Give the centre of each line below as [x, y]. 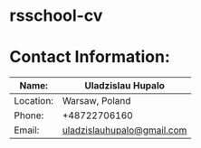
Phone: [29, 116]
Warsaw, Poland [96, 101]
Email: [27, 130]
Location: [34, 101]
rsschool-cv [56, 16]
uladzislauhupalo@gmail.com [124, 130]
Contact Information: [90, 57]
